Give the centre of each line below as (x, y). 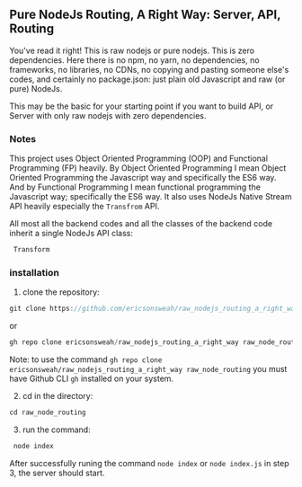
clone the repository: (61, 292)
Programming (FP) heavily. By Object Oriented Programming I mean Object (148, 168)
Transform (31, 250)
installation (35, 272)
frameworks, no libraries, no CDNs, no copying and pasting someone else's (149, 69)
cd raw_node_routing (48, 412)
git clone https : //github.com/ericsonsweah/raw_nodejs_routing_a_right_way (154, 309)
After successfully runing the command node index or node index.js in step (149, 463)
